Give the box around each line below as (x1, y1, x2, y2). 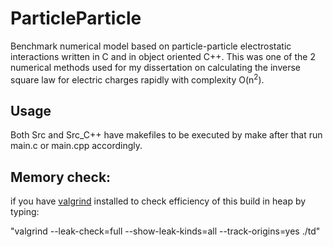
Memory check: (10, 168, 112, 186)
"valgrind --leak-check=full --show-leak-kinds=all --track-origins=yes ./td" (10, 225, 321, 237)
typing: (10, 206, 40, 218)
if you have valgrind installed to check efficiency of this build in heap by (10, 195, 307, 207)
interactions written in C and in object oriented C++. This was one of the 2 (10, 50, 316, 62)
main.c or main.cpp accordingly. (10, 140, 143, 152)
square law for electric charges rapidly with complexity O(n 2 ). (10, 72, 265, 86)
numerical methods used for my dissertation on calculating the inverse (10, 61, 302, 73)
